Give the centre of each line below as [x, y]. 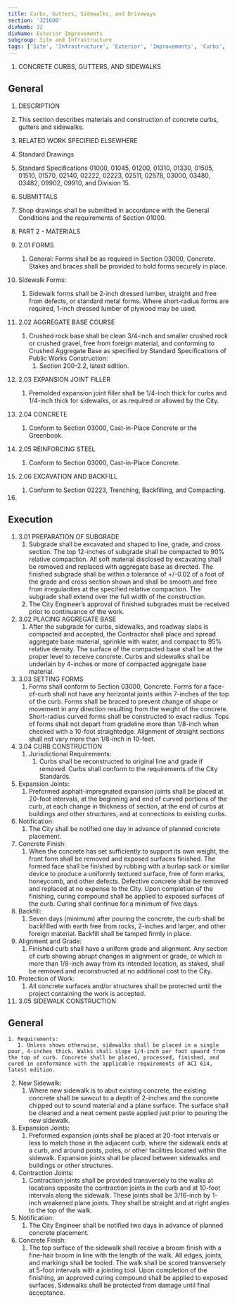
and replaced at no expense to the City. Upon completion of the [121, 888]
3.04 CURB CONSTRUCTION [60, 746]
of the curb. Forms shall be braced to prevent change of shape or [123, 701]
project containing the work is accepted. [87, 993]
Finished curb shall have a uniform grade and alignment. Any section [128, 948]
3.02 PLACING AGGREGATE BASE [67, 619]
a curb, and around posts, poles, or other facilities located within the [128, 1150]
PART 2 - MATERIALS [49, 231]
